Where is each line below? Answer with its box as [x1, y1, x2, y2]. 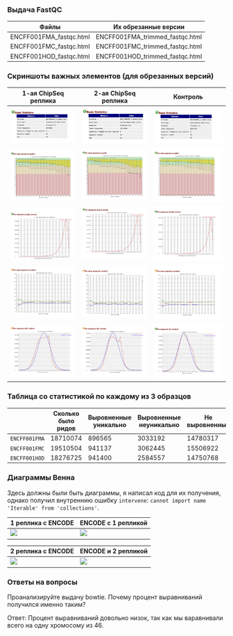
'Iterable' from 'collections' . [7, 503, 99, 512]
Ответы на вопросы [7, 578, 78, 587]
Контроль [173, 92, 203, 101]
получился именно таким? [7, 601, 86, 609]
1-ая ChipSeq [21, 89, 64, 97]
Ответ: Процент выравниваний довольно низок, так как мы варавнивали [7, 614, 223, 622]
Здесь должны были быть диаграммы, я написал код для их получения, [7, 488, 221, 497]
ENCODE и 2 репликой [79, 547, 148, 555]
